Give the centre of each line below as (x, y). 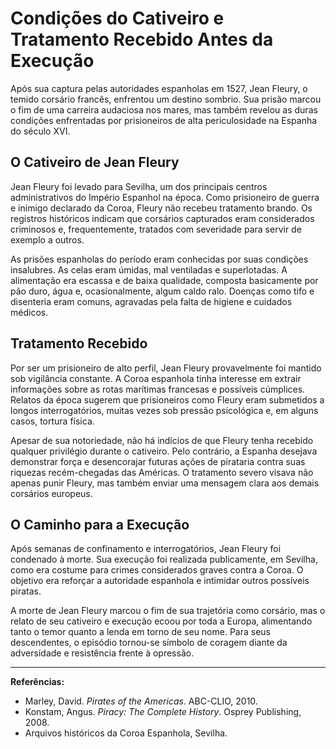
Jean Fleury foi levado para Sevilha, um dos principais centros (139, 186)
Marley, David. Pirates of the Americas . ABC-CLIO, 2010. (141, 701)
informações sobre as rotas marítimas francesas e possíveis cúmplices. (158, 389)
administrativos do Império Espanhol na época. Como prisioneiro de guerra (165, 197)
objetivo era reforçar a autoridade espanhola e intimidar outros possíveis (160, 581)
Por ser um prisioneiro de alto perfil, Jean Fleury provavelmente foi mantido (166, 368)
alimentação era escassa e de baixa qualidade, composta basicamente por (164, 280)
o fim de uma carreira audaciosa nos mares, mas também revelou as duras (164, 109)
